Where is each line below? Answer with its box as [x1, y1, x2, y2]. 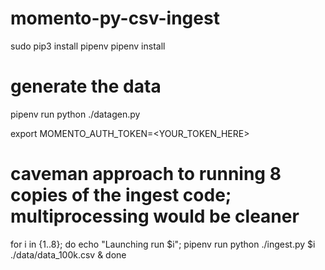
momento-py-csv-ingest [10, 7, 220, 30]
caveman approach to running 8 [10, 163, 282, 186]
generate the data [10, 75, 162, 98]
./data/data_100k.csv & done [10, 248, 127, 261]
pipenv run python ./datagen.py [10, 108, 141, 120]
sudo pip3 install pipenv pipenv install [10, 40, 166, 52]
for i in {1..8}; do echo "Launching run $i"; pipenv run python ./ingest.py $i [10, 238, 316, 250]
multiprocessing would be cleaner [10, 205, 300, 228]
